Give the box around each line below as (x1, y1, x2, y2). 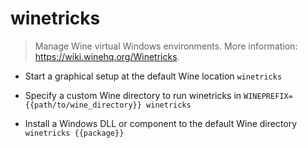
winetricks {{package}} (24, 128, 125, 138)
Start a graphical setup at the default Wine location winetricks (24, 70, 283, 82)
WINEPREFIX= (243, 91, 293, 101)
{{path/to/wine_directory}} (24, 100, 142, 110)
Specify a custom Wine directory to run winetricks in (24, 89, 242, 101)
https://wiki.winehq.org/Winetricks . (34, 50, 180, 62)
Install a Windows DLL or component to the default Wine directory (24, 117, 298, 129)
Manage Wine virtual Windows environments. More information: (34, 40, 298, 52)
